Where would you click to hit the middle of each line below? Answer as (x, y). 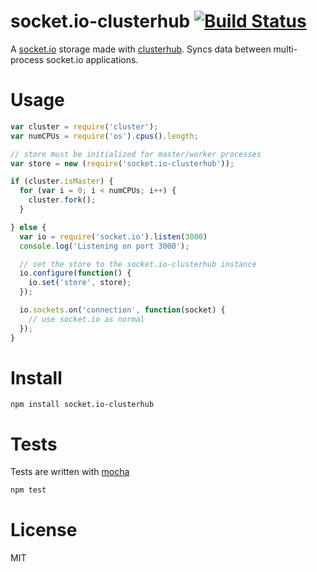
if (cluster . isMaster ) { (62, 181)
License (44, 530)
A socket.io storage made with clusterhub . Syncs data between (141, 49)
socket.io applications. (92, 59)
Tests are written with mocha (70, 472)
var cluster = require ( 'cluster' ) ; (84, 126)
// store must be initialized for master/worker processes (136, 154)
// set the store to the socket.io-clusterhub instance (138, 264)
